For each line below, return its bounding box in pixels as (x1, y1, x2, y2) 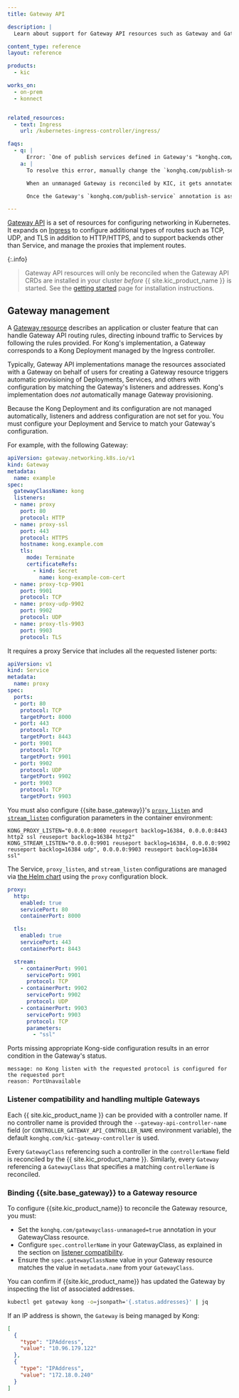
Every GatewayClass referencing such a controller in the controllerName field (7, 1147, 230, 1155)
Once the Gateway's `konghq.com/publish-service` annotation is (26, 193, 221, 200)
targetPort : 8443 (20, 733, 72, 740)
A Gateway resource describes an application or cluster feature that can (7, 324, 218, 332)
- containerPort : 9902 (20, 985, 87, 992)
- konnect (14, 95, 43, 102)
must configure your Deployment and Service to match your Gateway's (7, 419, 216, 428)
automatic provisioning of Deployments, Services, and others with (7, 375, 201, 384)
